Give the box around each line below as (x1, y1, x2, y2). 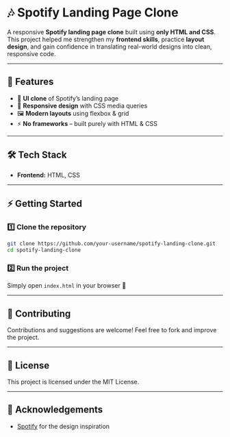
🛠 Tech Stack (7, 149, 67, 161)
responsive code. (7, 49, 56, 58)
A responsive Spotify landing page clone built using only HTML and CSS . (7, 27, 216, 36)
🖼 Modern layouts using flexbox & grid (16, 109, 129, 117)
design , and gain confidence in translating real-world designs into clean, (7, 42, 212, 51)
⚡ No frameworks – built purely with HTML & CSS (16, 119, 158, 127)
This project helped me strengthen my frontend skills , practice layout (7, 35, 205, 43)
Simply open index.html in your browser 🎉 (7, 282, 127, 290)
